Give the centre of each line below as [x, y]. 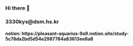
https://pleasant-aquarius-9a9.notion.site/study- [75, 34]
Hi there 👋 [18, 8]
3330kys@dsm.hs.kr [32, 21]
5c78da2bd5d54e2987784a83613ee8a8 [49, 39]
